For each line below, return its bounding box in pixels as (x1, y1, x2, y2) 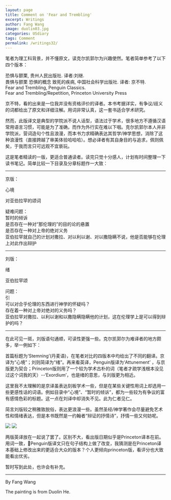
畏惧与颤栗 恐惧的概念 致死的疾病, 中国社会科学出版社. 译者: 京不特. (5, 78, 146, 85)
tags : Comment (5, 36, 36, 41)
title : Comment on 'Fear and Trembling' (5, 12, 93, 17)
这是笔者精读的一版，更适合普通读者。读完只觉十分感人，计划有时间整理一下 (5, 154, 166, 160)
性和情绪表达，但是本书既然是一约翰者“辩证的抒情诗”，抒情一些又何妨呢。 (5, 412, 161, 419)
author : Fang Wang (5, 21, 44, 27)
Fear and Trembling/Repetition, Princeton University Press (5, 90, 127, 96)
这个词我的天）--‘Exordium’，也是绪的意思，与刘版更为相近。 (9, 372, 138, 378)
